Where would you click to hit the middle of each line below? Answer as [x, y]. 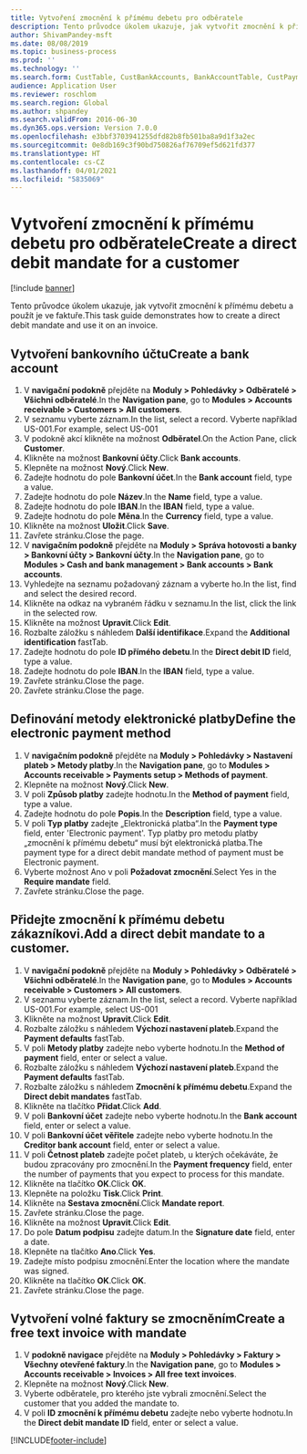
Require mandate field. [67, 881]
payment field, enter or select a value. [95, 1057]
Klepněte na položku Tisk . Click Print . [93, 1193]
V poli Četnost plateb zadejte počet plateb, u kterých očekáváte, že [151, 1154]
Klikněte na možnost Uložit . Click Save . [96, 526]
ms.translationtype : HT [56, 153]
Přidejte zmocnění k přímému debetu [118, 920]
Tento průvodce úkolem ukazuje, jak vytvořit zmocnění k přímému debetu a [152, 306]
